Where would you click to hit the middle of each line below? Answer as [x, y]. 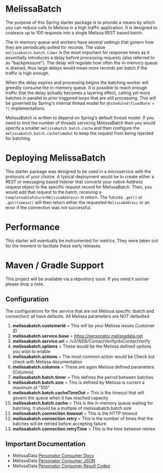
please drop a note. [25, 284]
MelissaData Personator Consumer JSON [54, 461]
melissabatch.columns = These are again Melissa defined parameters [83, 367]
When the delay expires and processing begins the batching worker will [77, 82]
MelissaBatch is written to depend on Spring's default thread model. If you [80, 118]
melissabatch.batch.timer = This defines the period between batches [83, 377]
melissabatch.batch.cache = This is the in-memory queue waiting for [83, 403]
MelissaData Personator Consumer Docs [53, 456]
